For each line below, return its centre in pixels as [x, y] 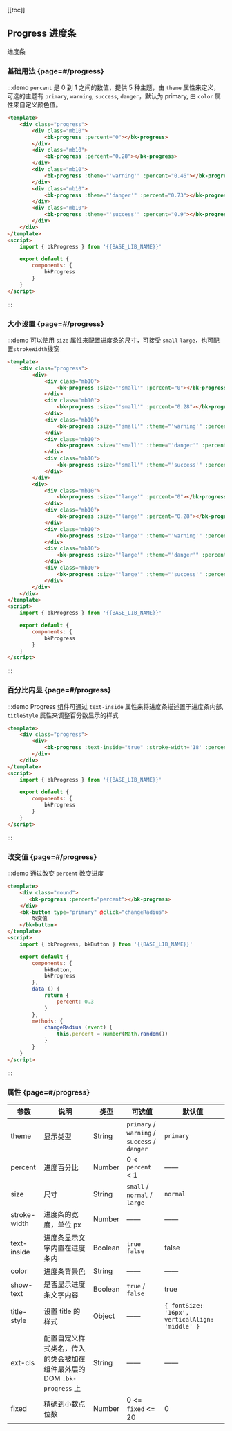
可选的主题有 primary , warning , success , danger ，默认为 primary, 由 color [110, 96]
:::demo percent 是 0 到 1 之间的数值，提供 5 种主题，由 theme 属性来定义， [113, 88]
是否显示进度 [65, 1284]
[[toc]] [16, 10]
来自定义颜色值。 [37, 105]
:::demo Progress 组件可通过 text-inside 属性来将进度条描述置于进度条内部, [115, 706]
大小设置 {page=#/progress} [56, 323]
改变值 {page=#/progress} [52, 856]
